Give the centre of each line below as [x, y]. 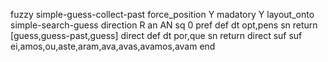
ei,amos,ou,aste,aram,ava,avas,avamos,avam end [113, 46]
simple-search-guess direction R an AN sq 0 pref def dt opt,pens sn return [164, 25]
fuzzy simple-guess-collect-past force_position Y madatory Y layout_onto [162, 14]
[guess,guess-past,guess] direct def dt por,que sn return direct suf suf [156, 35]
